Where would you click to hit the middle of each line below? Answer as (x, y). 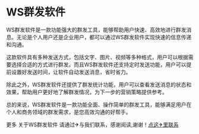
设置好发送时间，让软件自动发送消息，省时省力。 (71, 72)
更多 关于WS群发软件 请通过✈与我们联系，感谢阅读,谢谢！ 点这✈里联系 (93, 125)
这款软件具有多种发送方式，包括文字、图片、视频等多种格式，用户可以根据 (97, 57)
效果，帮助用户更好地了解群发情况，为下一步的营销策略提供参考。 (87, 92)
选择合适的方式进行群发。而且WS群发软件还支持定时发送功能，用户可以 (99, 64)
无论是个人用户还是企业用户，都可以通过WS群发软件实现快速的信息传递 (104, 37)
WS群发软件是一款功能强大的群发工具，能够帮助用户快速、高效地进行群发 (96, 30)
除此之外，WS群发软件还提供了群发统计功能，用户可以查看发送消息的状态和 (99, 84)
